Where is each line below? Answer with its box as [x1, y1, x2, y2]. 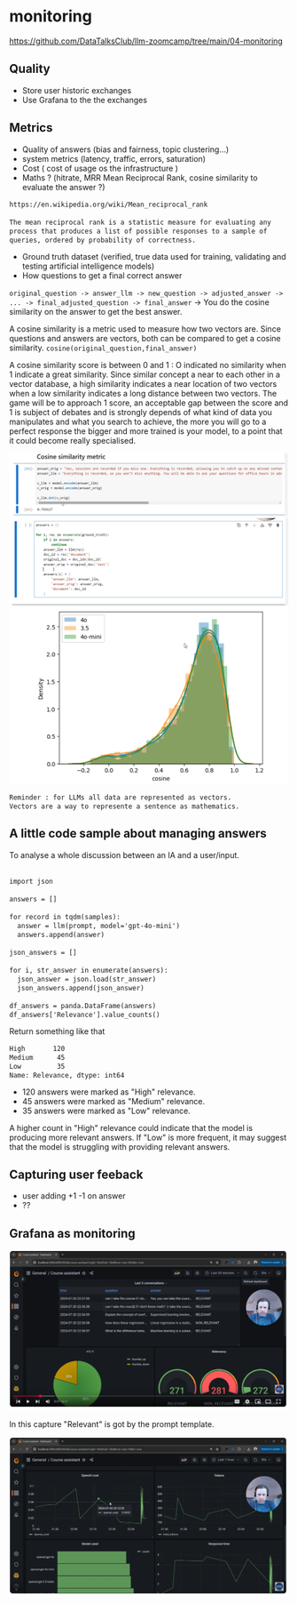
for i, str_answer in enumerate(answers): [9, 966, 168, 974]
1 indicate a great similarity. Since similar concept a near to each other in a [9, 369, 281, 380]
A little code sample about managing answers [9, 826, 268, 841]
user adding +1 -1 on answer [21, 1191, 126, 1201]
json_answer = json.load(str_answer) [17, 974, 157, 983]
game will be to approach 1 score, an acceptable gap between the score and [9, 397, 289, 408]
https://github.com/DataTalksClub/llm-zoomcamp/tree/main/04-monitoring [9, 36, 284, 46]
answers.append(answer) [17, 930, 105, 939]
